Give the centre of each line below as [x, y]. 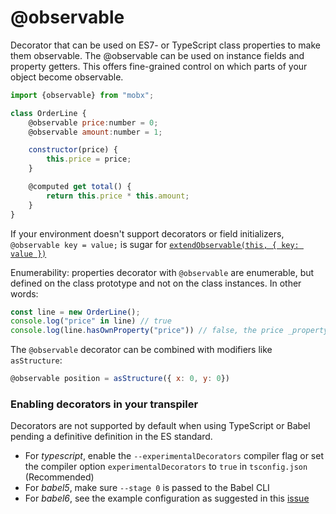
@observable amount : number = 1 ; [95, 132]
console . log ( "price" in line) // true [91, 321]
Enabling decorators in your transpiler [104, 404]
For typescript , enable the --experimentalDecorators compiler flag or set [174, 456]
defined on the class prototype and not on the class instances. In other [156, 283]
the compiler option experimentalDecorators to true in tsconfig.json [166, 467]
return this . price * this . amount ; [118, 196]
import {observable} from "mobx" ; [82, 95]
